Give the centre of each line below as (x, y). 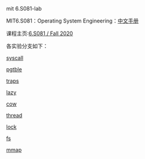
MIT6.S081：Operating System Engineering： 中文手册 (72, 21)
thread (14, 115)
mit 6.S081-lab (24, 9)
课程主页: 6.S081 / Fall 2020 (40, 33)
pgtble (14, 69)
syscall (15, 58)
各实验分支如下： (27, 46)
